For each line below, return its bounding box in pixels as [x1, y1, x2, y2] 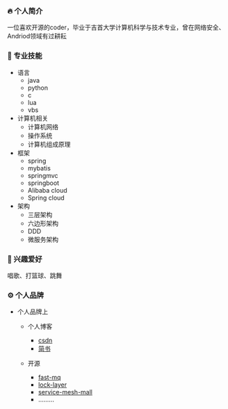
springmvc [27, 171, 58, 179]
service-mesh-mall [38, 388, 92, 396]
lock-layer [38, 380, 67, 389]
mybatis [27, 163, 51, 172]
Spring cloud [27, 193, 65, 202]
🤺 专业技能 [7, 51, 43, 61]
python [27, 83, 49, 92]
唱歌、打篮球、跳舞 [7, 271, 63, 280]
